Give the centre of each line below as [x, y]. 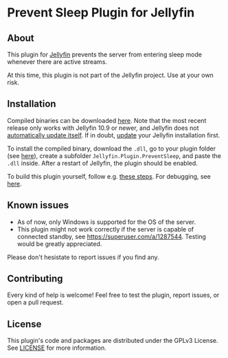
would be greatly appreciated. [59, 244]
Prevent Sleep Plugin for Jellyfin [101, 13]
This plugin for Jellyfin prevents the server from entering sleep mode [105, 54]
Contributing [35, 279]
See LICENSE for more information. [57, 348]
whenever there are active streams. [57, 62]
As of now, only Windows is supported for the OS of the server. [106, 222]
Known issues [38, 205]
